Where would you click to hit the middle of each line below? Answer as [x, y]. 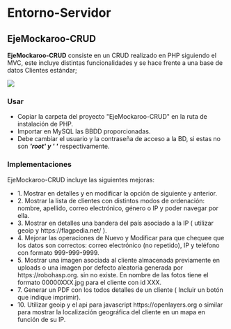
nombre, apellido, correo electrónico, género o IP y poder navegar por [118, 208]
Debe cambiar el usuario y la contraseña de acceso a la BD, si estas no [119, 139]
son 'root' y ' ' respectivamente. [63, 146]
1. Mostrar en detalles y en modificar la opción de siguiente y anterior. [117, 193]
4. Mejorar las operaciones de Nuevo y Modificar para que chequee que [121, 237]
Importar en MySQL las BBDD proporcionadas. [84, 131]
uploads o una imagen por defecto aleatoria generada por [100, 268]
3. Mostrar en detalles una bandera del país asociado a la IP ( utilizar [115, 223]
